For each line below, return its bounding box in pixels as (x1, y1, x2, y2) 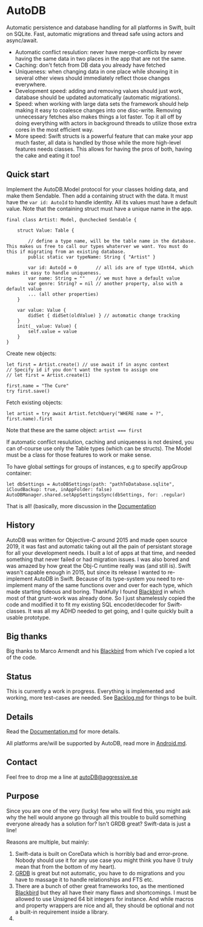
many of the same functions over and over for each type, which (33, 581, 193, 588)
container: (6, 469, 32, 477)
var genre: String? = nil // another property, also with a (28, 280, 183, 286)
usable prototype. (6, 613, 50, 621)
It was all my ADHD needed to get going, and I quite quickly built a (28, 607, 193, 615)
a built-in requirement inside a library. (15, 908, 109, 915)
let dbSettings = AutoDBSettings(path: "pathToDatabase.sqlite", (6, 481, 175, 487)
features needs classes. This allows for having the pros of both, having (15, 145, 192, 153)
